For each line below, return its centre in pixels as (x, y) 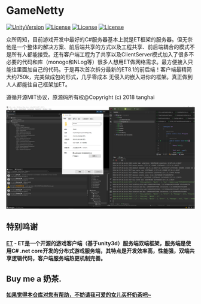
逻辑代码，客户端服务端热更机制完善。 (58, 258)
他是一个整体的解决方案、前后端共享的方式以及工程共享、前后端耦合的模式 (98, 47)
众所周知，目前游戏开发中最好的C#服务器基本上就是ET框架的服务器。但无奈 (100, 39)
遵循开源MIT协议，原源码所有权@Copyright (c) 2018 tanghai (80, 97)
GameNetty (35, 10)
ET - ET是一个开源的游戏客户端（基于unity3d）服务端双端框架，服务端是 (96, 243)
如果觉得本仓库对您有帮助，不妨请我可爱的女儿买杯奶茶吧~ (79, 294)
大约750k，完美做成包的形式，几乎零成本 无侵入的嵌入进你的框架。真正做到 (100, 77)
